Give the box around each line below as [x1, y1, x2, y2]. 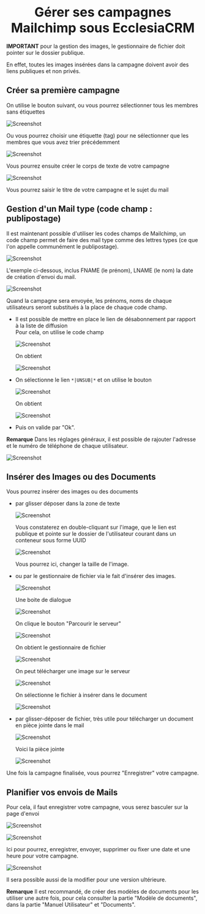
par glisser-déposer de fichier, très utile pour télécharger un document [15, 715, 194, 722]
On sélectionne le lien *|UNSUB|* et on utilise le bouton [15, 376, 152, 383]
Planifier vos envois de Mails [6, 787, 118, 797]
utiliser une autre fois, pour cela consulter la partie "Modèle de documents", [6, 894, 198, 902]
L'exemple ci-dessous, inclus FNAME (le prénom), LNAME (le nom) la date [6, 267, 194, 274]
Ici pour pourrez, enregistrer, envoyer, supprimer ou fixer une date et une [6, 846, 191, 853]
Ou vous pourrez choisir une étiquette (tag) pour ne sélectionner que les [6, 131, 189, 139]
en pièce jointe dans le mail [15, 722, 84, 729]
